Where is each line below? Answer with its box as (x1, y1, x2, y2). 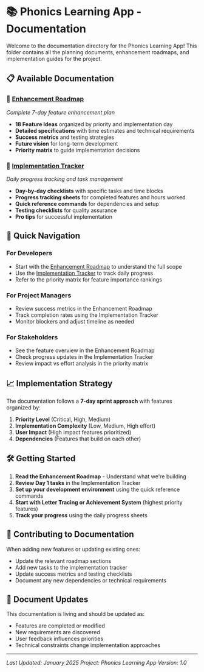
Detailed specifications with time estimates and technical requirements (15, 127, 195, 134)
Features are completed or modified (15, 622, 105, 629)
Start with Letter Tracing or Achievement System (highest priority (15, 498, 183, 506)
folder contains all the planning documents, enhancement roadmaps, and (6, 48, 189, 55)
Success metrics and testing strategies (15, 133, 114, 141)
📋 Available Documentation (6, 74, 114, 84)
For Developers (6, 249, 53, 258)
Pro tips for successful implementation (15, 213, 113, 220)
